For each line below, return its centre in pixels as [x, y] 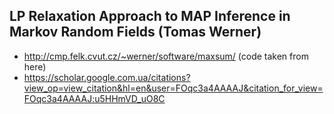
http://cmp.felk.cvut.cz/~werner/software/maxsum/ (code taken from [166, 56]
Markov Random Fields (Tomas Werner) [135, 32]
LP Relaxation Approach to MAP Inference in [150, 16]
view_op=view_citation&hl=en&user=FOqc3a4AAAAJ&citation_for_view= [173, 88]
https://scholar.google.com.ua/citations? [107, 77]
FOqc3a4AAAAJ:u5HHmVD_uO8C [94, 98]
